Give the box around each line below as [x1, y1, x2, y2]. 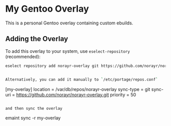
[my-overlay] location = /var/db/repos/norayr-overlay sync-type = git [5, 86, 151, 92]
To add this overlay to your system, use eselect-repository [5, 48, 130, 54]
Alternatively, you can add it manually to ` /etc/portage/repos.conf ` [5, 77, 158, 82]
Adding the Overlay [5, 35, 68, 43]
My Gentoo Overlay [5, 3, 89, 15]
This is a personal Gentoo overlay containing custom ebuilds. [5, 20, 133, 26]
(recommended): [5, 53, 41, 59]
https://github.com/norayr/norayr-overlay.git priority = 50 [16, 91, 136, 98]
